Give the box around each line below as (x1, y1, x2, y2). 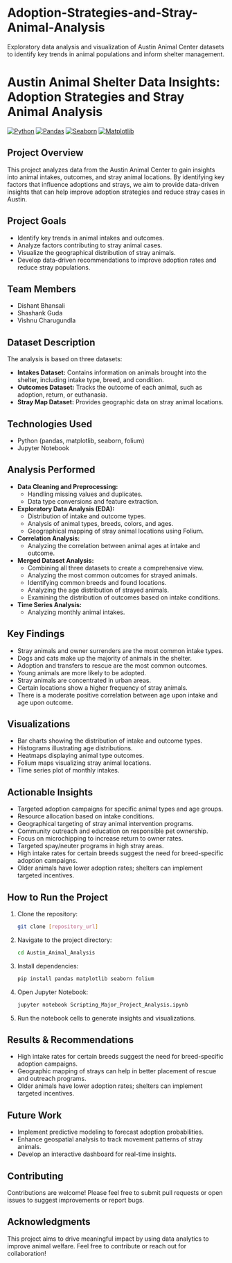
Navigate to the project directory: (17, 936, 112, 944)
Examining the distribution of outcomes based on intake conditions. (27, 593, 220, 602)
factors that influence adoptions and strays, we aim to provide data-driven (7, 180, 220, 188)
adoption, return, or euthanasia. (17, 390, 108, 399)
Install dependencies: (17, 961, 79, 970)
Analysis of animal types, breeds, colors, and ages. (27, 519, 174, 527)
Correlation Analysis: (17, 534, 80, 543)
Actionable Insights (7, 786, 93, 798)
